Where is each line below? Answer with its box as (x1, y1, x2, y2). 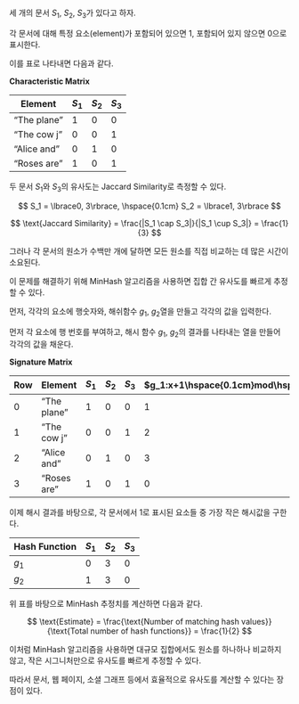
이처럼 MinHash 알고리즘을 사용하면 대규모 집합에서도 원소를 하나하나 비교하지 (9, 644, 282, 655)
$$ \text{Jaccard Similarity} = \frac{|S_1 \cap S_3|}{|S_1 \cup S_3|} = (10, 217, 260, 228)
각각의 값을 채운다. (9, 339, 74, 349)
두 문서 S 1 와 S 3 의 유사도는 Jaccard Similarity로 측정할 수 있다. (9, 181, 227, 193)
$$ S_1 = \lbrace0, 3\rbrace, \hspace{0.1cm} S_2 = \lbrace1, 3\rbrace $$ (17, 201, 282, 211)
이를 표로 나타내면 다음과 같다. (9, 58, 114, 69)
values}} (241, 617, 272, 627)
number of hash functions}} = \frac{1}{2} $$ (90, 626, 252, 636)
